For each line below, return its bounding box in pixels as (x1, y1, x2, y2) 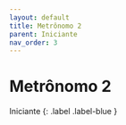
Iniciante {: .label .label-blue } (9, 106, 118, 117)
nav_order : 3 (9, 37, 58, 47)
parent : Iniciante (9, 29, 78, 38)
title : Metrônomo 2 (9, 21, 82, 30)
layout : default (9, 12, 70, 22)
